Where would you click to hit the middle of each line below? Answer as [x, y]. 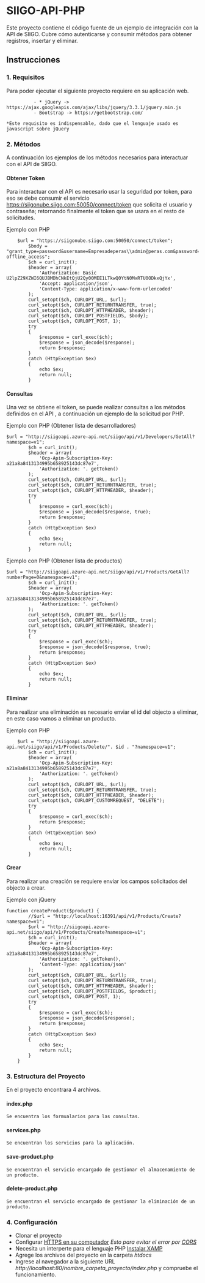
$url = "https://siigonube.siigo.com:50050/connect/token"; [95, 241]
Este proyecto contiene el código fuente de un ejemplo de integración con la [102, 28]
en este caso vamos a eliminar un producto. [61, 718]
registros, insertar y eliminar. [42, 40]
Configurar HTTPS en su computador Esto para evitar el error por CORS [106, 1242]
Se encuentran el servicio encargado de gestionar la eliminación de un [101, 1202]
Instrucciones [33, 60]
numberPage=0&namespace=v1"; [43, 577]
